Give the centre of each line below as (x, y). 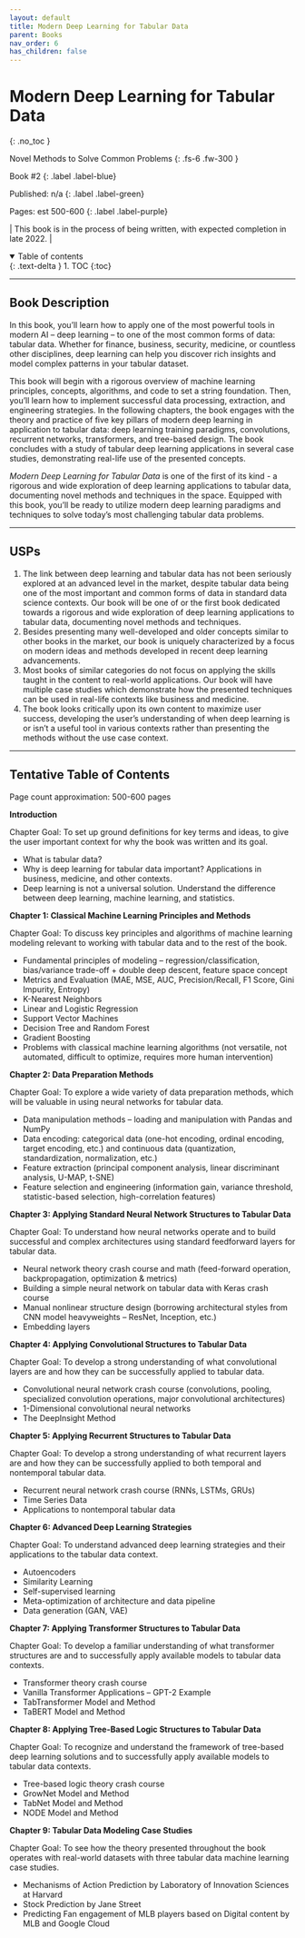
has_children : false (49, 52)
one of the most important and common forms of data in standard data (155, 592)
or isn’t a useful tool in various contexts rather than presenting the (146, 728)
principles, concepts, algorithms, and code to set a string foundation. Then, (150, 391)
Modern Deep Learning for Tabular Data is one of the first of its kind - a (143, 476)
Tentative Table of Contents (90, 775)
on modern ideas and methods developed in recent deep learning (145, 651)
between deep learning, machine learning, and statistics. (128, 898)
